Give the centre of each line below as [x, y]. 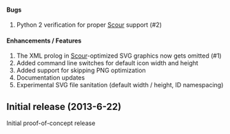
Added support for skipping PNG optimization [81, 70]
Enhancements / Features [44, 41]
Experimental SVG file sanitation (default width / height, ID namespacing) [120, 85]
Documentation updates [51, 78]
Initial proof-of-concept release [51, 123]
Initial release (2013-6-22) [64, 107]
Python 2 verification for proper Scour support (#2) [89, 25]
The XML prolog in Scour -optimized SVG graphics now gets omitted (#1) [119, 56]
